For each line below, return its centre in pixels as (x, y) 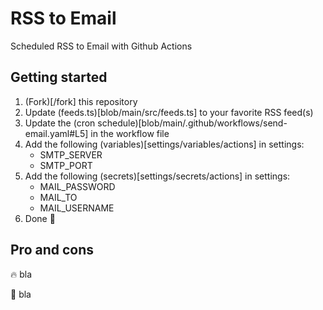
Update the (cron (60, 123)
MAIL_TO (58, 197)
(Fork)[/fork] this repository (81, 101)
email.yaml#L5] (56, 133)
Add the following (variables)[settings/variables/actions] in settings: (164, 144)
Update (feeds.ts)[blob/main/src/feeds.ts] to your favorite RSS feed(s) (169, 112)
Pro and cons (52, 250)
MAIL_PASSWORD (77, 186)
